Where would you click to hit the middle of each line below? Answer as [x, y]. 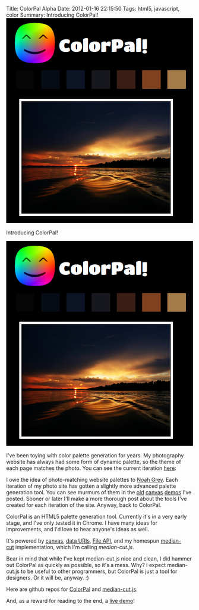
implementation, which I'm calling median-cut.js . [75, 547]
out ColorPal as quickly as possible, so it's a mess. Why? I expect [86, 565]
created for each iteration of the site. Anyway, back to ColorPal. [84, 505]
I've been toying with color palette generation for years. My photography [95, 455]
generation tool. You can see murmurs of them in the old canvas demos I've [99, 492]
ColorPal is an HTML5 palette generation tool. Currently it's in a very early [97, 516]
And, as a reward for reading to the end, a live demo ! [71, 601]
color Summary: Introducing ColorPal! [52, 15]
